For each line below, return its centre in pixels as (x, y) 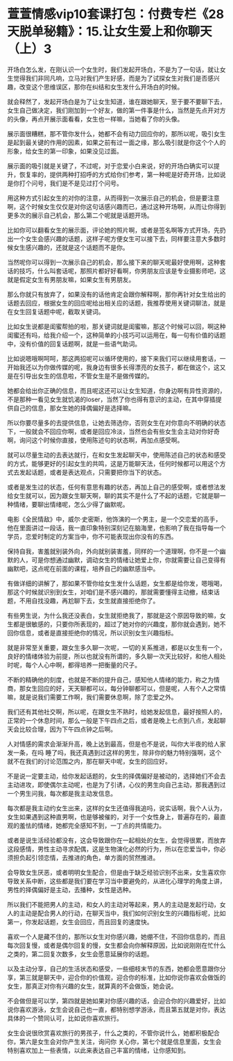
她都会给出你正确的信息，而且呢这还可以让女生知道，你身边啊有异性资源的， (116, 390)
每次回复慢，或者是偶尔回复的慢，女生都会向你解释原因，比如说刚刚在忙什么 (116, 945)
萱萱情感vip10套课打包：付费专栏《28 (115, 14)
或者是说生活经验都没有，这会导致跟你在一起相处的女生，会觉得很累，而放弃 (116, 840)
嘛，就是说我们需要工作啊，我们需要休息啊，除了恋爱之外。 (92, 697)
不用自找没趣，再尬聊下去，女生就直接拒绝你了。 (89, 601)
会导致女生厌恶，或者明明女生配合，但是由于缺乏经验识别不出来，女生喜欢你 (116, 872)
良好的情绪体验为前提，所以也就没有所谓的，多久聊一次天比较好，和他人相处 (116, 656)
